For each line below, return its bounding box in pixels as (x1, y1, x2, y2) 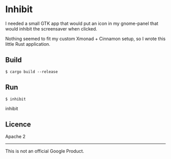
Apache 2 (5, 134, 26, 140)
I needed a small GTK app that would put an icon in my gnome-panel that (5, 20, 159, 26)
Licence (5, 120, 32, 129)
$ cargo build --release (5, 69, 58, 74)
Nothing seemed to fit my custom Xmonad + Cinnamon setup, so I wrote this (5, 36, 166, 42)
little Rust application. (5, 41, 51, 47)
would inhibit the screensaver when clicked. (5, 25, 98, 31)
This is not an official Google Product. (5, 148, 84, 154)
